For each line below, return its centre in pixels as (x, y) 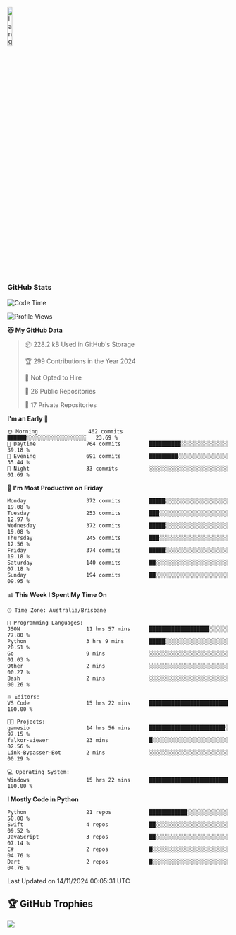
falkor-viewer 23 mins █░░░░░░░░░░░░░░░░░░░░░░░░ (118, 740)
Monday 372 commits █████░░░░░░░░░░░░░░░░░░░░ (118, 501)
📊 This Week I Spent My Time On (57, 594)
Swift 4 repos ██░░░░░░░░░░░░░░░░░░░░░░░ (118, 824)
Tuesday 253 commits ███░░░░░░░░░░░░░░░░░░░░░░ (118, 513)
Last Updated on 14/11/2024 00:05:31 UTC (69, 881)
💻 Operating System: (39, 772)
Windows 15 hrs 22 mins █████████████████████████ (118, 780)
